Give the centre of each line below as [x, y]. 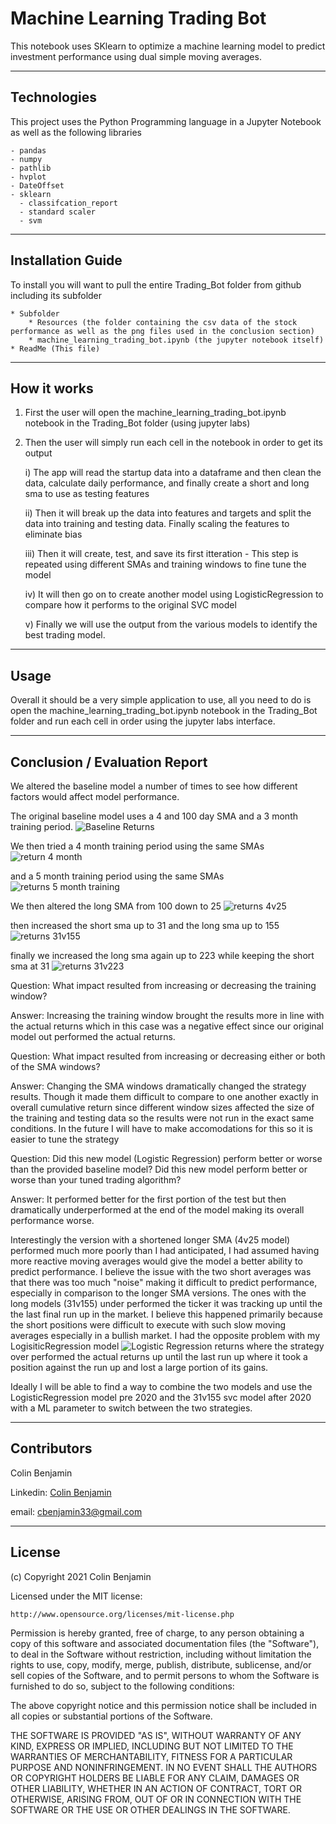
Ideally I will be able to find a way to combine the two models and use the [161, 1386]
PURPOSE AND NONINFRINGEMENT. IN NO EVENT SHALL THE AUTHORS [164, 1767]
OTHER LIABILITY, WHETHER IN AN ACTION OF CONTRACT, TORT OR [156, 1788]
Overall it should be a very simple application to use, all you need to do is [161, 700]
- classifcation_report [68, 203]
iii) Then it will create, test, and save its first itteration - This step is [161, 554]
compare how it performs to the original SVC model [130, 605]
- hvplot [28, 177]
